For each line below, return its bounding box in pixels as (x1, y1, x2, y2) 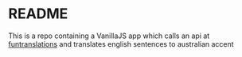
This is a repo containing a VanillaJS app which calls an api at (8, 31, 210, 40)
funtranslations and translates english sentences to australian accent (8, 39, 234, 48)
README (8, 5, 68, 23)
